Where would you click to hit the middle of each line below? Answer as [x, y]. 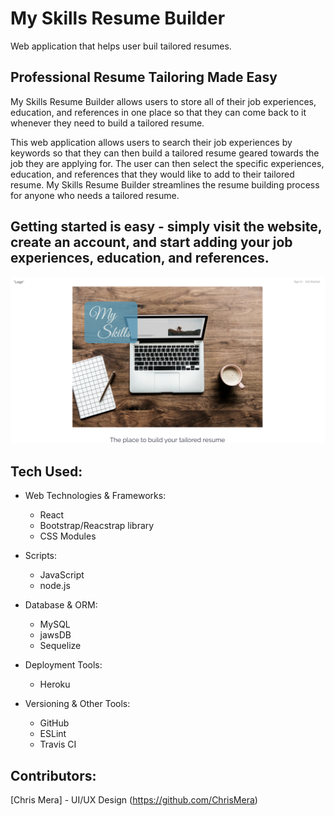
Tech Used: [46, 471]
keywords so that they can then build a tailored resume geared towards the [165, 153]
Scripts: [41, 556]
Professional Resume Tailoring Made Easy [144, 77]
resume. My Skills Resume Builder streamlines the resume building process [165, 184]
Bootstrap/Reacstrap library [97, 526]
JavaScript [62, 575]
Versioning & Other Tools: [77, 704]
